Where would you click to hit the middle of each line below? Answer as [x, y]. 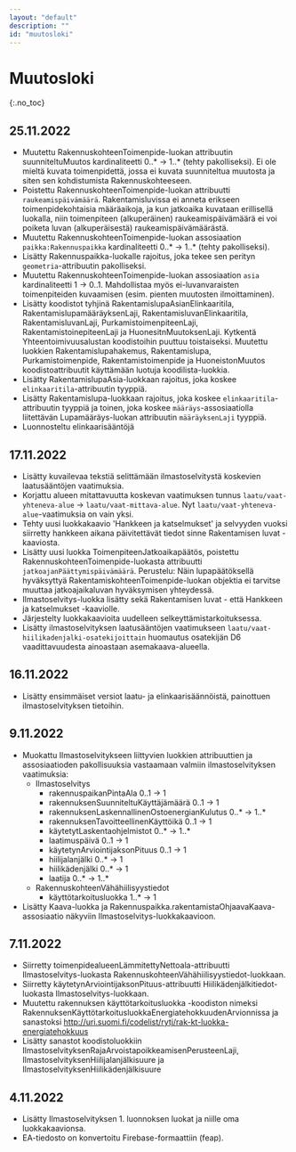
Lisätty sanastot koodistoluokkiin [82, 1041]
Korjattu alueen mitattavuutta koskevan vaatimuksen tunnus [132, 494]
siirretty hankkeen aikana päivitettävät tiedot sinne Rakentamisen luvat [151, 533]
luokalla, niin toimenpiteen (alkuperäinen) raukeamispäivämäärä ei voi [150, 218]
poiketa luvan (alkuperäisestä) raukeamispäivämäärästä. [125, 228]
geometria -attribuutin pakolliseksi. [84, 266]
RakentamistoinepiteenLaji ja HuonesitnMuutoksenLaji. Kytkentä [139, 332]
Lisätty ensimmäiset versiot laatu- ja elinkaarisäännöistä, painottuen [146, 696]
